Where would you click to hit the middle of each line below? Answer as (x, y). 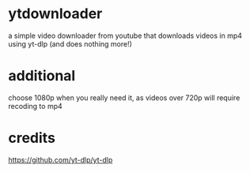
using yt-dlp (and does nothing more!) (70, 43)
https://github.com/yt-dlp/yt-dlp (61, 159)
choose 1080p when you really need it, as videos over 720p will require (124, 97)
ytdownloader (55, 14)
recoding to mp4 (36, 106)
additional (42, 76)
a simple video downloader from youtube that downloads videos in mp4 (125, 36)
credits (32, 138)
